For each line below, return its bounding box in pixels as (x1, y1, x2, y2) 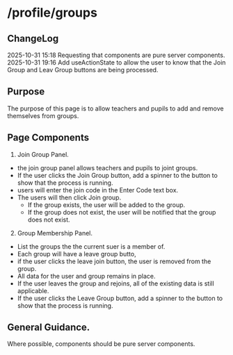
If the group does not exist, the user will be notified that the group (27, 208, 216, 216)
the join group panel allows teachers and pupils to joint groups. (17, 163, 198, 172)
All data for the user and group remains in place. (17, 272, 156, 280)
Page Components (7, 132, 89, 144)
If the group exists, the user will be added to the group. (27, 200, 186, 209)
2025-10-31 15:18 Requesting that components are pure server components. (7, 51, 225, 59)
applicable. (17, 286, 49, 295)
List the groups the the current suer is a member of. (17, 242, 166, 251)
